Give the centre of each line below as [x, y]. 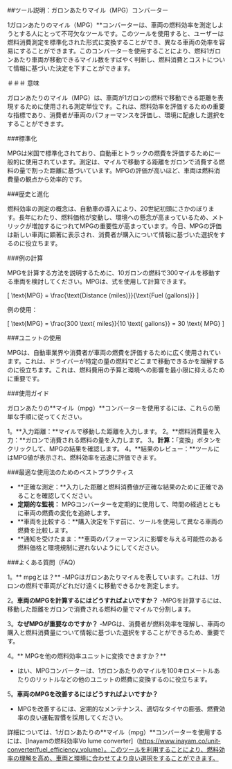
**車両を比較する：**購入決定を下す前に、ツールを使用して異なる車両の [120, 521]
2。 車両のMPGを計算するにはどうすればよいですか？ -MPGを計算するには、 [116, 600]
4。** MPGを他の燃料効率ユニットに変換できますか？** [87, 656]
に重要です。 [25, 379]
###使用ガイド [28, 393]
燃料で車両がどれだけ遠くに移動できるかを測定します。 [104, 586]
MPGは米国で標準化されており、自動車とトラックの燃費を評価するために [111, 153]
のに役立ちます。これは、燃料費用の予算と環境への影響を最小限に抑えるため [116, 370]
